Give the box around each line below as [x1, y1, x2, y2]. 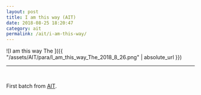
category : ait [6, 25, 42, 32]
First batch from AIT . [6, 82, 57, 90]
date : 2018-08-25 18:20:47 [6, 20, 74, 26]
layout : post [6, 8, 39, 15]
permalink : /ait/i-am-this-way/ [6, 31, 87, 37]
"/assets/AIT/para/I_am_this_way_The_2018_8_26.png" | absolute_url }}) [6, 54, 182, 61]
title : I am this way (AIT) [6, 14, 77, 20]
